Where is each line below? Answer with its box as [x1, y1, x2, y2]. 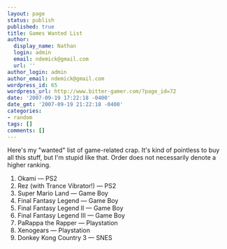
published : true [7, 23, 54, 30]
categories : [7, 107, 42, 114]
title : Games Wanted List [7, 29, 82, 37]
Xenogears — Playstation [17, 226, 91, 234]
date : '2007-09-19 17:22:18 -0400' [7, 95, 111, 102]
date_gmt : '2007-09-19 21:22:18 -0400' [7, 101, 124, 108]
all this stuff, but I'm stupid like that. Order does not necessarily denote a [7, 153, 217, 162]
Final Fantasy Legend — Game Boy [17, 197, 119, 205]
